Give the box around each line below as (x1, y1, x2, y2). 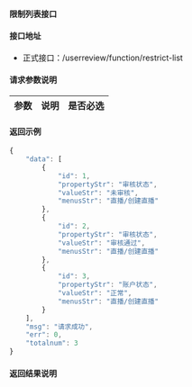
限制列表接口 (9, 8, 57, 19)
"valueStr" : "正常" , (57, 289, 133, 298)
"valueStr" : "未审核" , (57, 188, 140, 197)
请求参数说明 (9, 75, 57, 85)
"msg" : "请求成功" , (25, 322, 93, 331)
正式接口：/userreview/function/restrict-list (22, 52, 183, 63)
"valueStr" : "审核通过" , (57, 238, 146, 247)
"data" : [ (25, 155, 63, 164)
